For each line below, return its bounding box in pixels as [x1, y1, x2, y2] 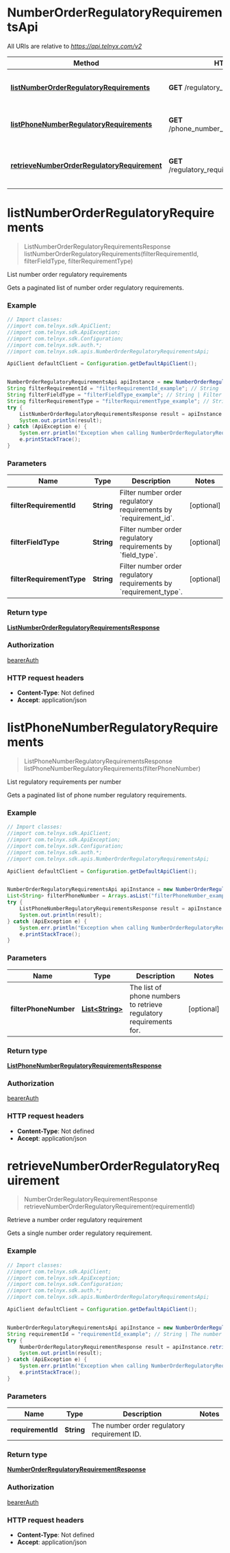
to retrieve [129, 999, 163, 1009]
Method [73, 58, 99, 68]
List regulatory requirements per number [7, 778, 122, 786]
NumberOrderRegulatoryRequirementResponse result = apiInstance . [19, 1343, 210, 1350]
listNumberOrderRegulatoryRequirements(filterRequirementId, [23, 249, 199, 258]
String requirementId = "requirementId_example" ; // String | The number [7, 1330, 222, 1337]
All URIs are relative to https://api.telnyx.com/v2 [7, 42, 142, 50]
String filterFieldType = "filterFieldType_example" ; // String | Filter [7, 392, 222, 399]
